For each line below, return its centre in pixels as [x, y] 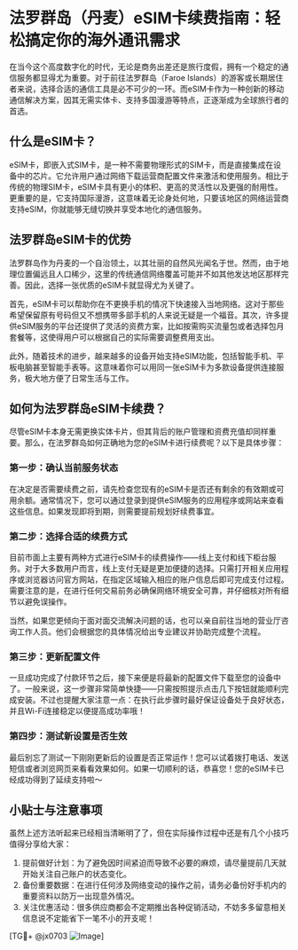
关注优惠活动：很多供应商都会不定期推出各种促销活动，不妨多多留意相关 [154, 907]
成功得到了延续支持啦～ [59, 779]
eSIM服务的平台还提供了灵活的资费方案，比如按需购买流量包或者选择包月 [150, 326]
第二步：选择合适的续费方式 [68, 536]
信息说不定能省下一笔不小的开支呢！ [88, 918]
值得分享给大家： [40, 844]
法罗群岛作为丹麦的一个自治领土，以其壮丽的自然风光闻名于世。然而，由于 [145, 263]
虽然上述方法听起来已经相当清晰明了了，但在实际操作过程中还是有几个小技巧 [149, 833]
